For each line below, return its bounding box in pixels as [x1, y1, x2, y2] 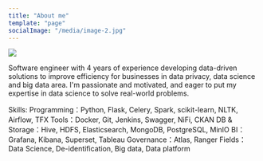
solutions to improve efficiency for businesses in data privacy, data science [8, 72, 256, 81]
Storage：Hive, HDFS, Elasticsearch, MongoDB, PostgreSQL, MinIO [8, 125, 230, 135]
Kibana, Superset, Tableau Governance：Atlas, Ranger [38, 135, 218, 144]
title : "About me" [8, 11, 69, 20]
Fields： [218, 135, 246, 144]
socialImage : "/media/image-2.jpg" [8, 26, 127, 34]
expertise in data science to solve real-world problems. [8, 88, 190, 98]
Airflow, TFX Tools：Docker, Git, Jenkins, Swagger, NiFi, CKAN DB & [8, 115, 233, 124]
